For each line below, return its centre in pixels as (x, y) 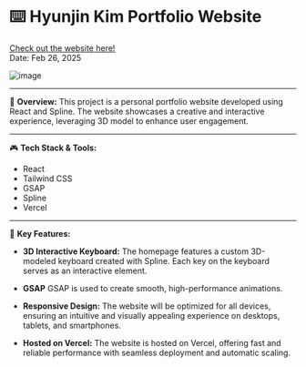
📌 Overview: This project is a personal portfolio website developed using (147, 101)
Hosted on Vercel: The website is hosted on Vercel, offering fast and (152, 342)
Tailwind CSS (47, 178)
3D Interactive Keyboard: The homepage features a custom (136, 251)
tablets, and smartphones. (71, 325)
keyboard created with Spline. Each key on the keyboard (164, 260)
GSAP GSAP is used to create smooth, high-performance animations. (153, 288)
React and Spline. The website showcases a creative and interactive (137, 111)
